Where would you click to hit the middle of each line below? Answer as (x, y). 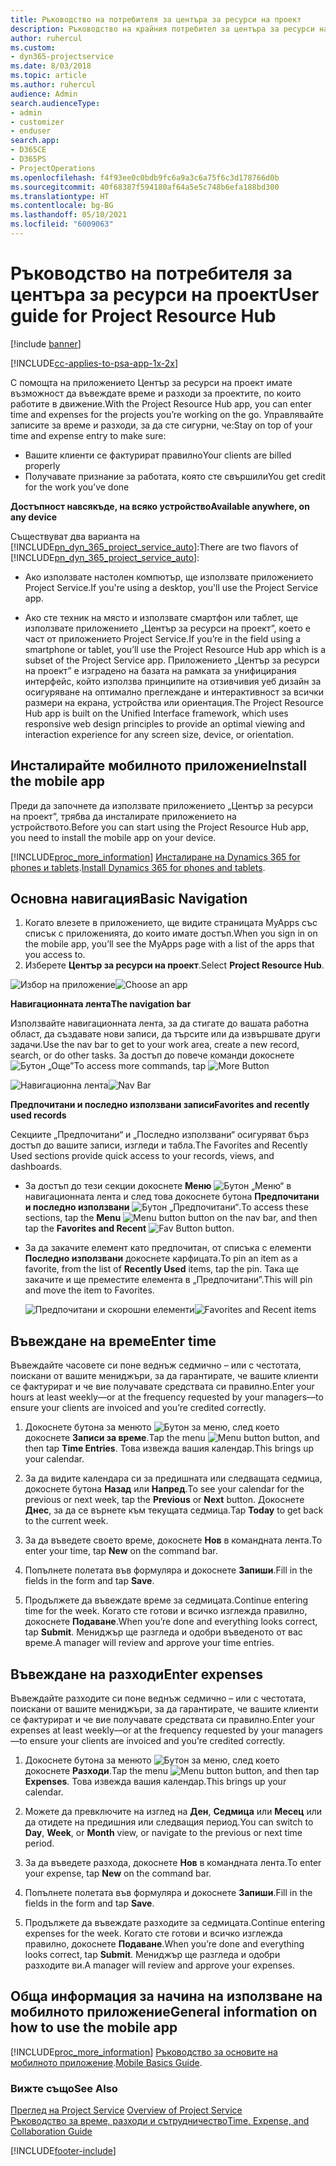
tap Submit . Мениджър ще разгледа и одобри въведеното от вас (163, 1632)
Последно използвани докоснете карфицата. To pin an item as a (161, 1258)
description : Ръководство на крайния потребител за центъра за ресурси (162, 29)
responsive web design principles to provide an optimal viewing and (165, 723)
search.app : (35, 141)
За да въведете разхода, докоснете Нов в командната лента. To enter (173, 1863)
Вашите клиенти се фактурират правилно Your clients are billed (158, 455)
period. (39, 1843)
